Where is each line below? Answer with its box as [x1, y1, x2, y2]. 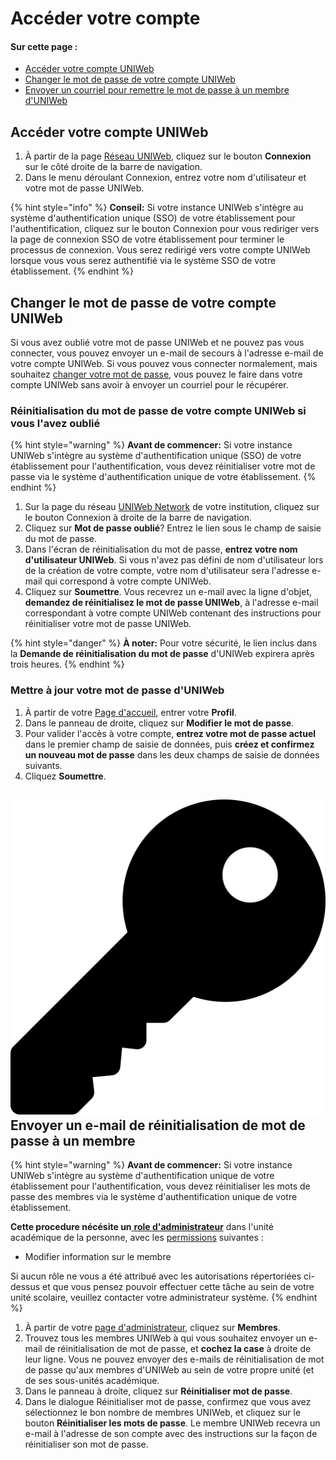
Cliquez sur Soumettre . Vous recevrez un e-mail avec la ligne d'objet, [24, 586, 313, 598]
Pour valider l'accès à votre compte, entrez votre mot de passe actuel [24, 727, 317, 739]
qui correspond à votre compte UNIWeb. [44, 575, 212, 587]
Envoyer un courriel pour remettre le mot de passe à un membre [24, 84, 290, 96]
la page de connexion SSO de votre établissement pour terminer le [10, 233, 285, 246]
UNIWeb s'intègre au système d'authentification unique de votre [10, 1170, 275, 1182]
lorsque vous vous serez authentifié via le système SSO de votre [10, 255, 277, 267]
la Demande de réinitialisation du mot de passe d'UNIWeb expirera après [10, 648, 315, 660]
